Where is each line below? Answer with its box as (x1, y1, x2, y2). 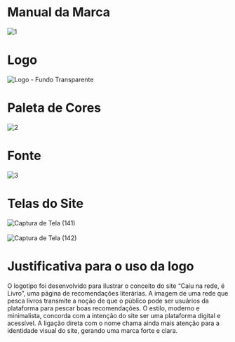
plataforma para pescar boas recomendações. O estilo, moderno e (7, 303, 200, 313)
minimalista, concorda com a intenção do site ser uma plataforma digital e (7, 311, 221, 320)
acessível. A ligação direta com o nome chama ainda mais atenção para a (7, 319, 220, 327)
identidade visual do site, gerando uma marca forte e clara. (7, 326, 178, 334)
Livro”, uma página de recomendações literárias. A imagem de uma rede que (7, 289, 229, 297)
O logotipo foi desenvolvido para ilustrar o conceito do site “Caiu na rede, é (7, 282, 225, 290)
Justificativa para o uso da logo (7, 258, 194, 274)
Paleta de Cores (7, 100, 102, 116)
